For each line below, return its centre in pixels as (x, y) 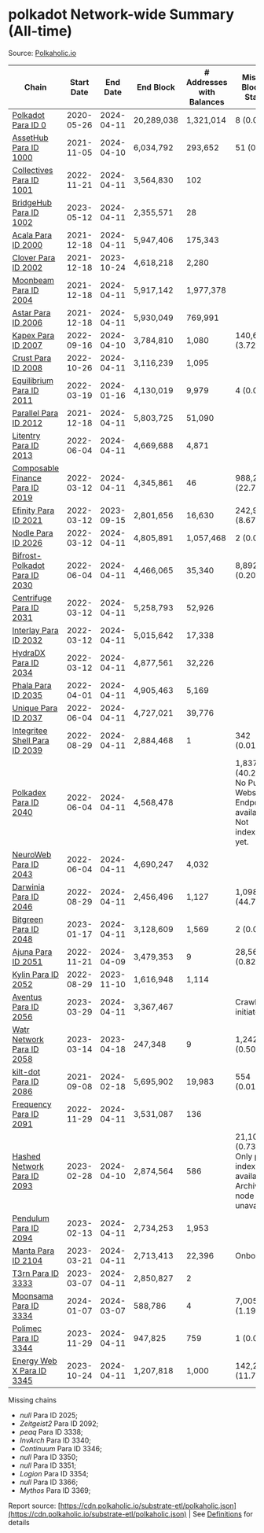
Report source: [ (35, 1505)
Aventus (27, 997)
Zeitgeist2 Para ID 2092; (59, 1423)
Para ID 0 (29, 125)
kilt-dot (26, 1071)
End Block (156, 87)
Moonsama (33, 1295)
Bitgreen (28, 919)
